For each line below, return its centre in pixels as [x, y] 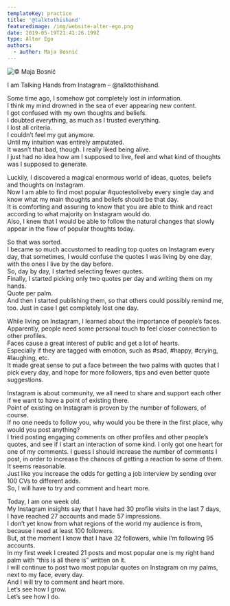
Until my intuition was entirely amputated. [66, 142]
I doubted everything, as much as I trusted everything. [84, 120]
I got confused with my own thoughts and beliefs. [77, 113]
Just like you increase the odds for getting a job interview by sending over [112, 473]
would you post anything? [44, 429]
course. [18, 415]
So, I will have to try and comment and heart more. [79, 488]
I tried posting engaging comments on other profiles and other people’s [108, 437]
